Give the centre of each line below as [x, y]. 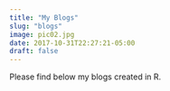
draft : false [34, 51]
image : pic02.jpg [42, 34]
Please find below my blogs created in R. [85, 77]
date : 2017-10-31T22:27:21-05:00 [72, 43]
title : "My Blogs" [44, 18]
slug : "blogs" [36, 26]
